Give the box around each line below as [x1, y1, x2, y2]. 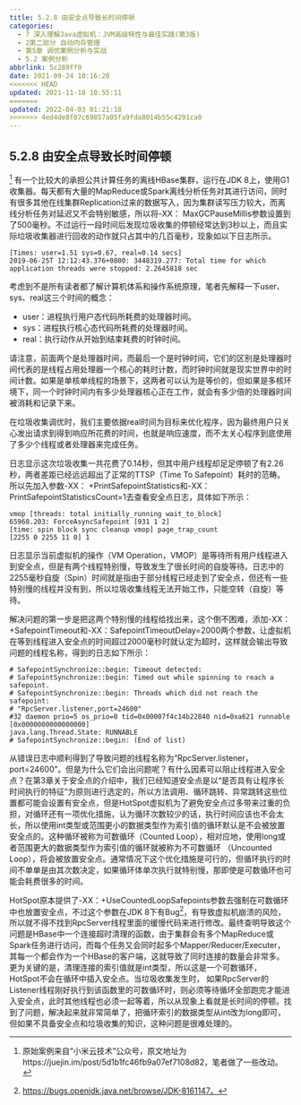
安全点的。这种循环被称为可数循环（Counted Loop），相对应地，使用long [9, 831, 279, 842]
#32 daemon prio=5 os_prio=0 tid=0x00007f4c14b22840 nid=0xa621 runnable [9, 712, 291, 721]
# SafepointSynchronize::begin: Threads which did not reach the [9, 688, 258, 697]
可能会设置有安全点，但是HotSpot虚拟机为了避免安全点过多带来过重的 [24, 797, 283, 807]
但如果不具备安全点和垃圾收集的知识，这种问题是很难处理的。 [9, 1018, 237, 1029]
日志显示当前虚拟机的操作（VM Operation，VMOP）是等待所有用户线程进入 [9, 549, 288, 560]
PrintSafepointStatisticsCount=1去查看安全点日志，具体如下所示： [9, 491, 253, 502]
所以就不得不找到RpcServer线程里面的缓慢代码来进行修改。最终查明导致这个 [9, 918, 292, 928]
